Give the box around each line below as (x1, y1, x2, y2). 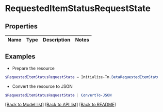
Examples (5, 53, 35, 61)
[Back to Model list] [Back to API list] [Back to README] (5, 101, 116, 107)
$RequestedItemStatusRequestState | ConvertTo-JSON (5, 93, 112, 98)
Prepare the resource (12, 65, 55, 71)
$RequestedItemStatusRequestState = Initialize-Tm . (5, 74, 112, 80)
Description (43, 37, 70, 43)
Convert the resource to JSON (12, 83, 73, 89)
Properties (5, 22, 38, 30)
